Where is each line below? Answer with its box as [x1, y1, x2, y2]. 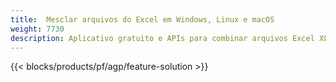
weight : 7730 [10, 24, 65, 34]
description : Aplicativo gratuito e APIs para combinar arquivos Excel [10, 33, 315, 43]
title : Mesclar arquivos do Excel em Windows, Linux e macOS [10, 14, 275, 25]
